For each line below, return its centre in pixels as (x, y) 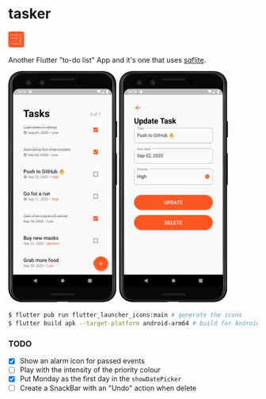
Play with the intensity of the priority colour (90, 370)
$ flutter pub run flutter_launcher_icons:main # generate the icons (125, 315)
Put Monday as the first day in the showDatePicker (101, 379)
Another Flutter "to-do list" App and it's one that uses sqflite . (107, 59)
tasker (30, 14)
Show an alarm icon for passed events (82, 361)
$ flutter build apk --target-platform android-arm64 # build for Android (134, 324)
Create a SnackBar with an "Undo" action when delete (108, 388)
